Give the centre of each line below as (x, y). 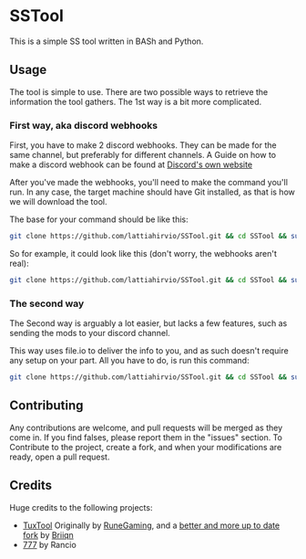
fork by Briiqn (48, 534)
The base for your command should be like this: (99, 219)
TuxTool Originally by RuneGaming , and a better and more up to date (151, 525)
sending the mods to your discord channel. (90, 333)
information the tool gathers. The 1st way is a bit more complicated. (136, 101)
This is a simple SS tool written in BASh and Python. (107, 41)
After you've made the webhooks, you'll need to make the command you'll (149, 183)
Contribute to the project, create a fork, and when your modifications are (146, 447)
